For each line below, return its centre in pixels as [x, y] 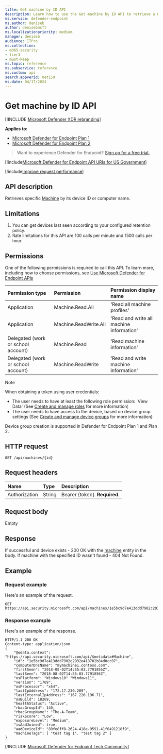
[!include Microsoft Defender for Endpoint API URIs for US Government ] [76, 162]
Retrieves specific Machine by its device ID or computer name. [68, 198]
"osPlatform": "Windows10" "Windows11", [55, 678]
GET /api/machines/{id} [29, 458]
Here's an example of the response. [41, 631]
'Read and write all [131, 318]
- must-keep [17, 59]
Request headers [32, 473]
